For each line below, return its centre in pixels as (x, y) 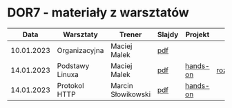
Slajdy (168, 34)
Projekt (197, 34)
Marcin (122, 85)
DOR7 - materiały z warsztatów (98, 13)
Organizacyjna (80, 50)
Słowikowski (130, 94)
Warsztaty (80, 34)
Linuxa (68, 74)
